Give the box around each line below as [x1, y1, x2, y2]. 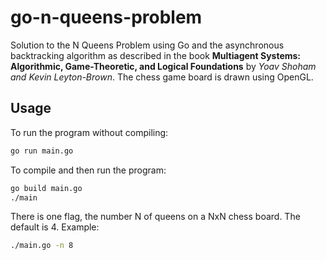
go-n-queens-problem [10, 6, 203, 29]
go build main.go [10, 183, 83, 193]
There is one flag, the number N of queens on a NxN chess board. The [10, 211, 301, 223]
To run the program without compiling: [10, 126, 169, 138]
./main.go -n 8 [10, 241, 74, 251]
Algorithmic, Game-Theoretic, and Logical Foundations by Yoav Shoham [10, 60, 317, 72]
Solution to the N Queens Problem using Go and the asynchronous [10, 39, 285, 51]
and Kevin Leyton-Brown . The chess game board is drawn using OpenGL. [10, 71, 314, 83]
